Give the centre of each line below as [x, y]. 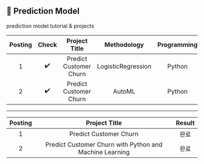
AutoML [124, 91]
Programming [178, 44]
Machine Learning [104, 152]
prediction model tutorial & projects [50, 26]
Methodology [124, 44]
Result [185, 123]
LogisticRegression [124, 66]
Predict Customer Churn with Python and [104, 145]
